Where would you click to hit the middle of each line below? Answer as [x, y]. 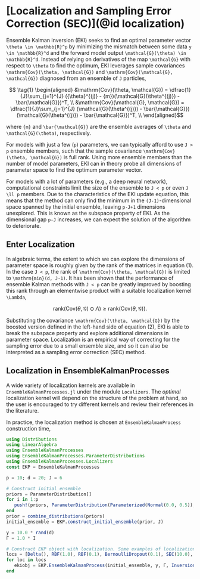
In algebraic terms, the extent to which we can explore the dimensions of [96, 259]
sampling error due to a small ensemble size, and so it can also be [87, 346]
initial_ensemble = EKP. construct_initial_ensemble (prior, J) [85, 522]
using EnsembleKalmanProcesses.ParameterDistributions [76, 456]
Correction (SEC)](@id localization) [96, 24]
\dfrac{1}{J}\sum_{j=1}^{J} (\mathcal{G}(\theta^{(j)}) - [76, 109]
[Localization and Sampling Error [89, 11]
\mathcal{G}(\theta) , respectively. [49, 133]
